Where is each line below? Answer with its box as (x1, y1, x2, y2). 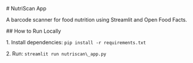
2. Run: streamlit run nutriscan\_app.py (6, 50, 107, 57)
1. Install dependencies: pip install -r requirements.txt (6, 39, 146, 45)
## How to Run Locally (6, 27, 61, 34)
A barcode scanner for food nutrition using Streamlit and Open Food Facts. (6, 16, 187, 23)
